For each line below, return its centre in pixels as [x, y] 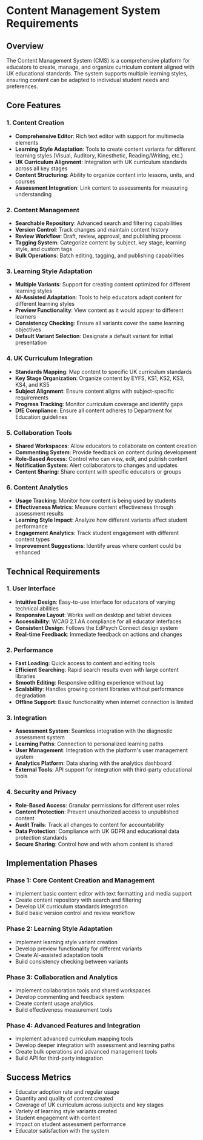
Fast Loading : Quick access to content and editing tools [85, 663]
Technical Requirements [53, 571]
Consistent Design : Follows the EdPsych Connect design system [96, 627]
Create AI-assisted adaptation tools [59, 955]
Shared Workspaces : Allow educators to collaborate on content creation [106, 446]
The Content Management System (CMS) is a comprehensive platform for [98, 60]
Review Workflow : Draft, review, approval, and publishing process [98, 236]
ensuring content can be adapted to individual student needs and [88, 80]
